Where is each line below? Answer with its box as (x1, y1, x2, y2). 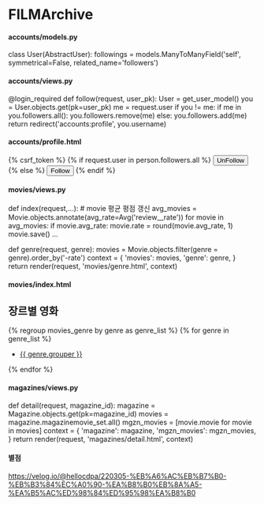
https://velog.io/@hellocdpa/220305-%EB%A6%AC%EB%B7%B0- (8, 471, 227, 481)
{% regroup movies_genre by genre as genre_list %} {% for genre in (8, 326, 230, 335)
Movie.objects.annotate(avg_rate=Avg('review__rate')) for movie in (8, 213, 225, 222)
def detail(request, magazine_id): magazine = (8, 401, 156, 410)
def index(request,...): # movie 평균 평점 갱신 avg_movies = (8, 204, 197, 213)
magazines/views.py (8, 383, 79, 392)
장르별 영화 (8, 304, 59, 318)
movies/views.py (8, 185, 66, 194)
